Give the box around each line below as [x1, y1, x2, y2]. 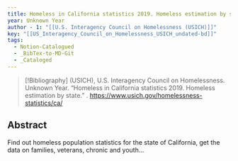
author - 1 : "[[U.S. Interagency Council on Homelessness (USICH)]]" [7, 23, 217, 30]
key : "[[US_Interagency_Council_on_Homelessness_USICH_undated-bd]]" [7, 30, 217, 38]
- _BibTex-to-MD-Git [13, 50, 74, 57]
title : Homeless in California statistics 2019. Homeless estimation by [7, 10, 227, 18]
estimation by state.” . [24, 91, 89, 99]
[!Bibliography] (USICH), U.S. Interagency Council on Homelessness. [24, 76, 225, 84]
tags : [7, 37, 23, 44]
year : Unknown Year [7, 17, 65, 24]
